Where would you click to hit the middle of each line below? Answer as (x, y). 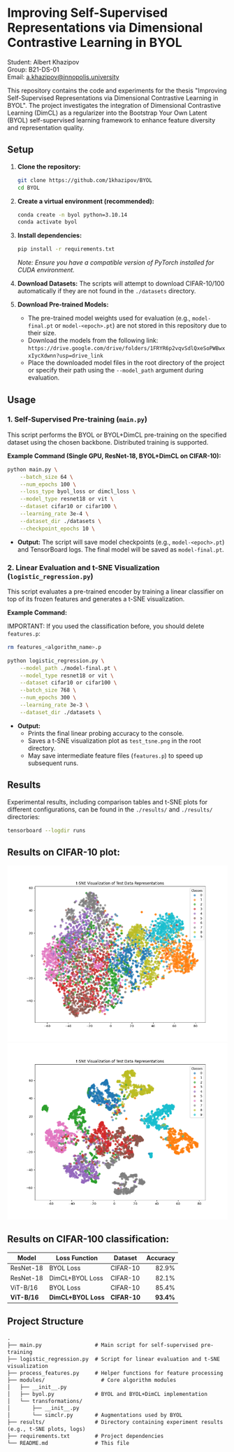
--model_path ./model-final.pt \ (68, 668)
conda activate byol (47, 222)
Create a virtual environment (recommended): (86, 201)
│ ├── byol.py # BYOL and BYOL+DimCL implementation (108, 1395)
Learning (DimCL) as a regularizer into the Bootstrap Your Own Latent (107, 113)
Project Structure (45, 1321)
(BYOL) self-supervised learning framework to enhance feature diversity (111, 120)
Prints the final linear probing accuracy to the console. (106, 733)
